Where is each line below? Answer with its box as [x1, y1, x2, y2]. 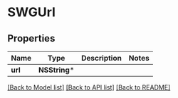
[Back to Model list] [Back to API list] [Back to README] [7, 83, 171, 92]
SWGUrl [7, 4, 56, 20]
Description [81, 54, 122, 63]
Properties [7, 32, 56, 44]
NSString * [38, 65, 75, 75]
